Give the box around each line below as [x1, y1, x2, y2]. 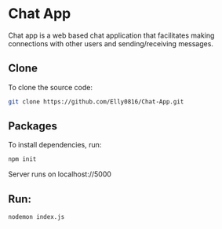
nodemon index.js [8, 213, 65, 221]
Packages [8, 119, 57, 133]
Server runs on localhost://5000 [8, 169, 112, 179]
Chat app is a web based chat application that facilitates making [8, 31, 215, 40]
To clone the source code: [8, 82, 93, 92]
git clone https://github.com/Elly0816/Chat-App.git [8, 97, 184, 106]
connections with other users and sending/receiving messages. [8, 38, 214, 48]
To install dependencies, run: [8, 140, 102, 150]
